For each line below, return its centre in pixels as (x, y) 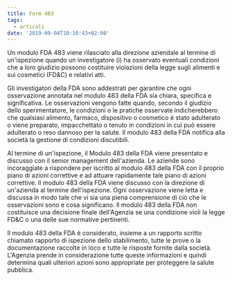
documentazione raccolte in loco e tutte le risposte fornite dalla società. (110, 248)
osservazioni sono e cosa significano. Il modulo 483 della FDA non (102, 205)
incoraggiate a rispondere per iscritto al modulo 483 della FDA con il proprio (116, 168)
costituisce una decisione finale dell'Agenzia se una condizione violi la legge (116, 212)
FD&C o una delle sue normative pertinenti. (69, 220)
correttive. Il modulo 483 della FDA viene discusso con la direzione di (106, 183)
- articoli (29, 26)
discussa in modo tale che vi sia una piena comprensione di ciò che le (107, 198)
